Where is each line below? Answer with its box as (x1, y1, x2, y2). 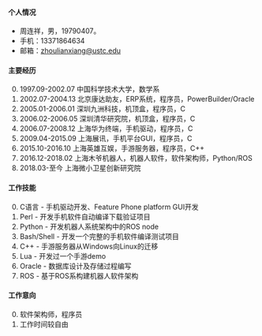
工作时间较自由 (19, 319, 69, 329)
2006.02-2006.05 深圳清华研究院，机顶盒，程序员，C (19, 114, 196, 124)
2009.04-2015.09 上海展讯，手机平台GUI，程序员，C (19, 134, 193, 144)
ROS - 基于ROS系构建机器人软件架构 (19, 271, 139, 280)
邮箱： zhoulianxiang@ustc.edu (19, 46, 121, 55)
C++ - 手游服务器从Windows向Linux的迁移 (19, 241, 159, 251)
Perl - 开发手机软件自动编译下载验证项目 (19, 211, 152, 221)
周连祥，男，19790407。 (19, 26, 101, 35)
